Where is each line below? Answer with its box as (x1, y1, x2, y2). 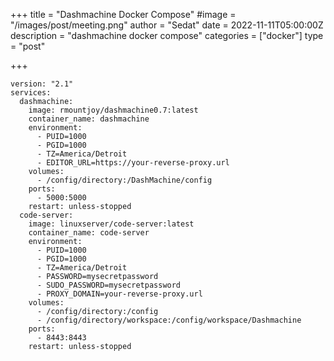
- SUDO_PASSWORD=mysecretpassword (36, 280, 182, 290)
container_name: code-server (28, 228, 150, 238)
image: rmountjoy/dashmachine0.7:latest (28, 105, 199, 115)
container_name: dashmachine (28, 114, 150, 124)
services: (10, 88, 52, 98)
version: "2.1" (10, 79, 74, 89)
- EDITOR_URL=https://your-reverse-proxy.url (36, 158, 230, 168)
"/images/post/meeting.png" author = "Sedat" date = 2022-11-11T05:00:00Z (10, 19, 324, 31)
